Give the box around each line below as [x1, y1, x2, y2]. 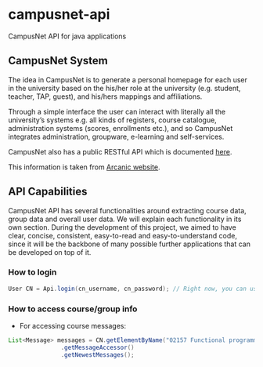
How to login [8, 267, 57, 278]
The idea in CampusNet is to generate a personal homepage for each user [8, 74, 248, 84]
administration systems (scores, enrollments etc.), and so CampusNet [8, 123, 233, 133]
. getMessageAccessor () [60, 343, 135, 351]
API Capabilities [8, 185, 88, 198]
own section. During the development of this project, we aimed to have [8, 222, 236, 232]
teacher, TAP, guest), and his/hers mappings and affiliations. [8, 92, 203, 101]
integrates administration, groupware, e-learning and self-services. [8, 132, 225, 141]
